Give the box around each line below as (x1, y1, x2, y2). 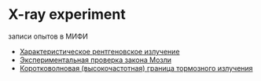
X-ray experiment (8, 6, 126, 24)
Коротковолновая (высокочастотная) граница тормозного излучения (19, 63, 253, 72)
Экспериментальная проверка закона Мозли (19, 55, 171, 64)
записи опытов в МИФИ (8, 31, 89, 41)
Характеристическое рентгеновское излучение (19, 46, 180, 56)
